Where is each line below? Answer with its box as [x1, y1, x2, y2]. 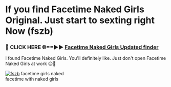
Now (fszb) [5, 26, 54, 37]
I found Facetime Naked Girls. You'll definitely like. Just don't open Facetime [5, 55, 166, 61]
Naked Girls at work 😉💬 [5, 60, 56, 67]
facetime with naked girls [5, 76, 59, 82]
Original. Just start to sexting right [5, 14, 155, 26]
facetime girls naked [20, 71, 64, 77]
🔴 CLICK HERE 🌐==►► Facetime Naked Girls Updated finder [5, 43, 159, 51]
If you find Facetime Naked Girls [5, 4, 144, 15]
